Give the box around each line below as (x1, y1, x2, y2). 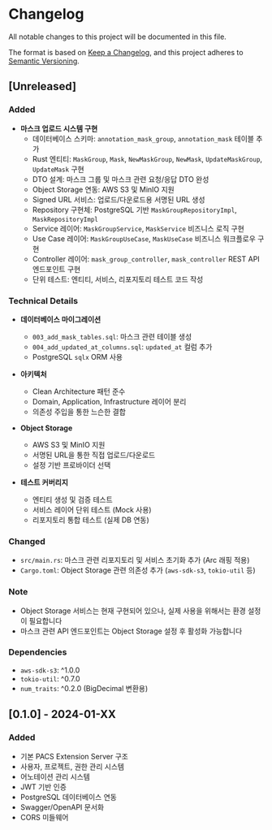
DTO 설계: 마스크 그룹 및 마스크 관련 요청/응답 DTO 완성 (32, 174, 209, 184)
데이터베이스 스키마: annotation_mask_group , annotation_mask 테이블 (32, 133, 254, 143)
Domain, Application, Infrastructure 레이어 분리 (32, 396, 187, 406)
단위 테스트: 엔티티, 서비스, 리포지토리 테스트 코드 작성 (32, 274, 204, 284)
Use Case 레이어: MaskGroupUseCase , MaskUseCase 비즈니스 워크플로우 (32, 233, 256, 244)
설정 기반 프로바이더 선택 (32, 460, 111, 469)
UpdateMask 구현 (32, 164, 84, 174)
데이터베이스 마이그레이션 (19, 314, 101, 324)
